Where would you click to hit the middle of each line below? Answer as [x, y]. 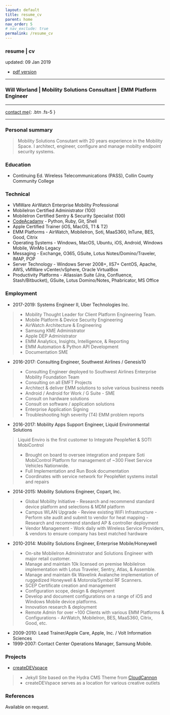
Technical [18, 194]
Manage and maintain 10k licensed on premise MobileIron [85, 564]
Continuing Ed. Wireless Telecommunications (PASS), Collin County [83, 176]
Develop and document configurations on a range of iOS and [89, 596]
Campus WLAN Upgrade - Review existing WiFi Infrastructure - [91, 512]
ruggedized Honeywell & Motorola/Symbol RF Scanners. [84, 580]
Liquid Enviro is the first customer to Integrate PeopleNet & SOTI [84, 439]
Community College [33, 181]
